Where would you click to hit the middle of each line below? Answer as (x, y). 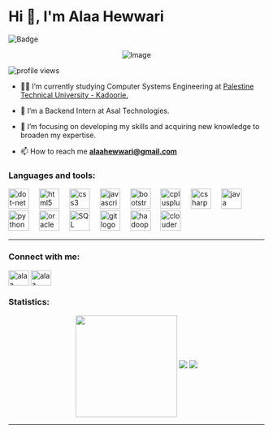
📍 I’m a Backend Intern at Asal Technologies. (95, 110)
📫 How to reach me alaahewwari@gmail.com (98, 151)
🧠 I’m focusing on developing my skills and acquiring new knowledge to (140, 126)
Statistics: (29, 302)
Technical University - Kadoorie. (74, 95)
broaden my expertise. (58, 135)
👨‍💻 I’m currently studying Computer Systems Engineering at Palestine (137, 86)
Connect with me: (44, 257)
